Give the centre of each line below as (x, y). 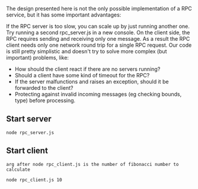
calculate (18, 170)
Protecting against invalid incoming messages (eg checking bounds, (98, 94)
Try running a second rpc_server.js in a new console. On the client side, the (98, 32)
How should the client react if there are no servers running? (87, 69)
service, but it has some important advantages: (64, 15)
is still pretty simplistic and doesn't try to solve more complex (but (87, 51)
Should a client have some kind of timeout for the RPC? (82, 75)
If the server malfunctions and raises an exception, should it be (92, 82)
